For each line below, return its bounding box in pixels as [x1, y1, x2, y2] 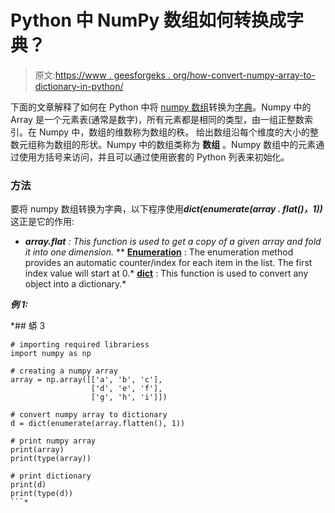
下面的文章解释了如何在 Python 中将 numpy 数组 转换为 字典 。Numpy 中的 [10, 101, 312, 113]
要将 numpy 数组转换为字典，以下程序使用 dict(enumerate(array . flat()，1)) [10, 203, 323, 215]
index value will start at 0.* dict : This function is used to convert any [24, 267, 309, 280]
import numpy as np [10, 349, 92, 359]
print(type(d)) [10, 489, 74, 499]
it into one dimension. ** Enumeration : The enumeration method [24, 246, 294, 258]
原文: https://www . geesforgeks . [34, 69, 171, 81]
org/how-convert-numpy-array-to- [172, 69, 316, 81]
